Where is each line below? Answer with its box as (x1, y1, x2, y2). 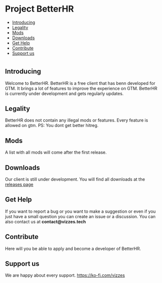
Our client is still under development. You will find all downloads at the (5, 176, 146, 182)
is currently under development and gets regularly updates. (5, 91, 124, 96)
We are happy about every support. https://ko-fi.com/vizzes (5, 272, 125, 278)
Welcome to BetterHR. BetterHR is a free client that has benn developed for (5, 80, 156, 86)
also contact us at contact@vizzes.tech (5, 219, 86, 224)
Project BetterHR (5, 3, 74, 15)
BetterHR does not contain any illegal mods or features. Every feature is (5, 117, 148, 123)
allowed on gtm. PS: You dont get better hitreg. (5, 123, 98, 128)
